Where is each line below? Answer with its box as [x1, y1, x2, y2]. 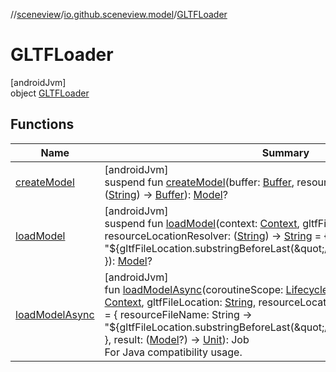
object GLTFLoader [10, 87, 90, 99]
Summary [261, 145, 310, 159]
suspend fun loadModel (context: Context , [104, 216, 300, 230]
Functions [10, 116, 75, 133]
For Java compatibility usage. [104, 345, 243, 359]
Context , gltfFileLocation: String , [104, 295, 257, 309]
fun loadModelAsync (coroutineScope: [104, 282, 284, 296]
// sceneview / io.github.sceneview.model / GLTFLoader [10, 9, 228, 20]
